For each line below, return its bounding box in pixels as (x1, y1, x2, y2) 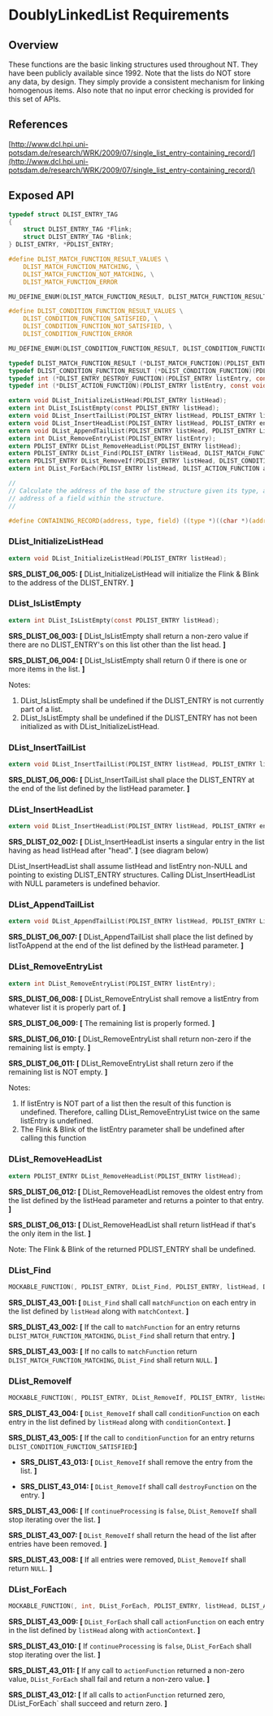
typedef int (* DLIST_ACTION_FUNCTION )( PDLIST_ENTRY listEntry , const (8, 382, 249, 390)
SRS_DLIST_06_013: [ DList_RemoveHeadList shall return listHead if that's (8, 1219, 256, 1229)
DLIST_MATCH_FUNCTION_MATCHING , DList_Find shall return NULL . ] (8, 1355, 218, 1365)
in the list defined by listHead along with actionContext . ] (8, 1626, 201, 1636)
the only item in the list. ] (8, 1228, 91, 1238)
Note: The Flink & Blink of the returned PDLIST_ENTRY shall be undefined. (8, 1244, 256, 1253)
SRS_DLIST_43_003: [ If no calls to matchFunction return (8, 1346, 197, 1356)
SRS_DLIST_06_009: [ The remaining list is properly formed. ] (8, 1019, 215, 1028)
